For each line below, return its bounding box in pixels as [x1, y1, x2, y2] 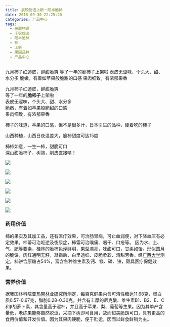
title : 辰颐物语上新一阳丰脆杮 [5, 7, 63, 13]
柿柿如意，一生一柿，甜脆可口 [5, 144, 67, 150]
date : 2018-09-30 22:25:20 [5, 12, 62, 17]
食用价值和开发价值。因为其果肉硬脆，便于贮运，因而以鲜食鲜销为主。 [5, 316, 152, 322]
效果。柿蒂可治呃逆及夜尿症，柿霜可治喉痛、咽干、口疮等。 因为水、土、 [9, 239, 162, 245]
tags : [5, 21, 17, 27]
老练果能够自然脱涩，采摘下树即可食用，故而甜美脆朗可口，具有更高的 [18, 309, 165, 316]
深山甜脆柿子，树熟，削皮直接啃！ [5, 150, 76, 156]
